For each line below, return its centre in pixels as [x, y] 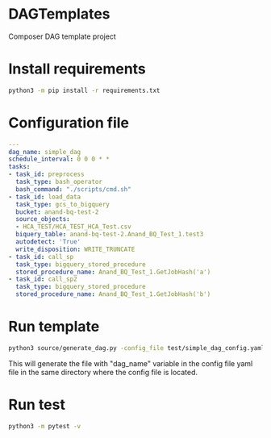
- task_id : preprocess [46, 174]
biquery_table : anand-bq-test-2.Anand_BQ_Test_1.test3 [110, 235]
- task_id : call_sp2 [43, 279]
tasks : [19, 167]
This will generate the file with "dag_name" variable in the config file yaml [131, 363]
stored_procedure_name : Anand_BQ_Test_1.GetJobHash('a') [113, 272]
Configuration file [69, 123]
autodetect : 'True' [48, 242]
